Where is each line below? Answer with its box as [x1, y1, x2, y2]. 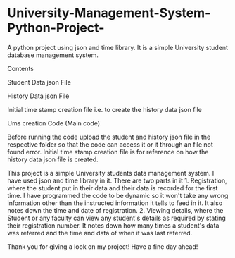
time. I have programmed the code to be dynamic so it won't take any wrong [7, 191, 229, 199]
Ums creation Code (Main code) [7, 118, 101, 128]
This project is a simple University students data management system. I [7, 168, 215, 177]
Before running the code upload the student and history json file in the [7, 133, 211, 141]
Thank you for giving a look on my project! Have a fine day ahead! [7, 242, 198, 251]
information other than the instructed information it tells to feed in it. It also [7, 199, 223, 207]
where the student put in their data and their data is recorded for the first [7, 183, 218, 192]
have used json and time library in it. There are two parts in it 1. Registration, [7, 176, 227, 185]
